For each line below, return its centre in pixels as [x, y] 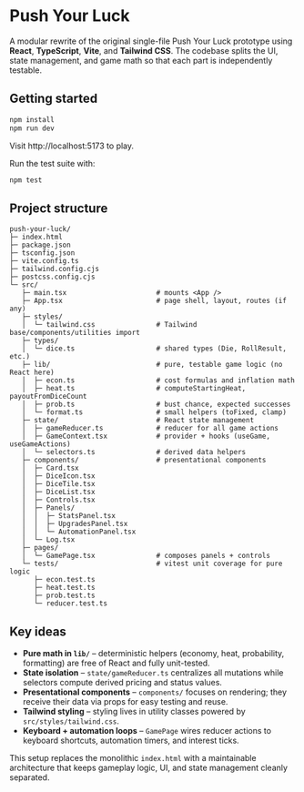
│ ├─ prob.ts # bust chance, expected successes [156, 405]
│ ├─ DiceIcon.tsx [58, 476]
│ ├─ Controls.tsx [58, 500]
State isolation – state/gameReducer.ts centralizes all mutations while [153, 673]
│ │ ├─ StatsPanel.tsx [69, 516]
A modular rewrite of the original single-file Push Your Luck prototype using [151, 41]
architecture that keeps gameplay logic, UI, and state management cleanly [149, 767]
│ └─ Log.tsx [48, 540]
